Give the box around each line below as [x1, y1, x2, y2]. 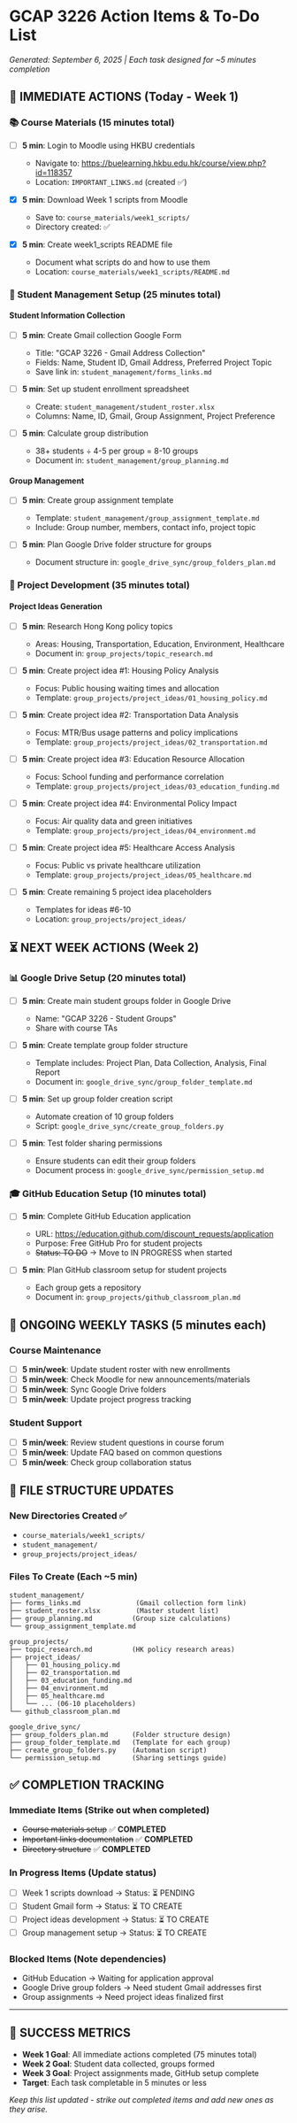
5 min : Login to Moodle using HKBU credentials [21, 140, 195, 151]
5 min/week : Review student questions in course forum [21, 1437, 225, 1447]
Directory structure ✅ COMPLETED [21, 1844, 151, 1855]
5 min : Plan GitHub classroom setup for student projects [21, 1264, 227, 1276]
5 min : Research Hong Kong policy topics [21, 621, 173, 631]
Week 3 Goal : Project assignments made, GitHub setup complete [21, 2067, 259, 2078]
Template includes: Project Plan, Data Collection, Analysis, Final [34, 1057, 267, 1068]
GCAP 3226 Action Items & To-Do [9, 6, 261, 27]
